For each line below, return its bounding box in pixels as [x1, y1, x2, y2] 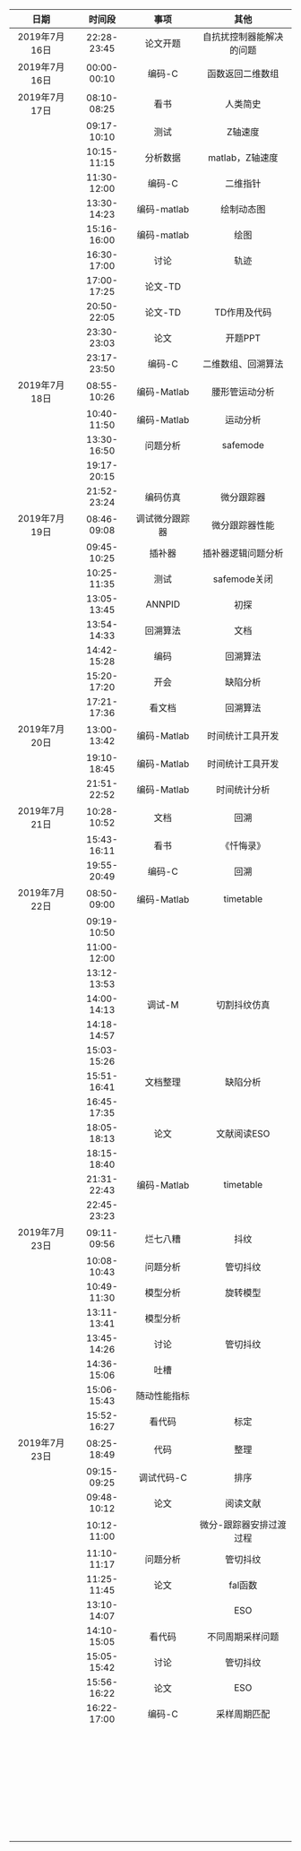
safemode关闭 [212, 573, 273, 585]
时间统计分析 [216, 783, 271, 796]
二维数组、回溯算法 [202, 358, 284, 370]
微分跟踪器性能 [211, 519, 275, 532]
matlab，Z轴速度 [207, 151, 279, 164]
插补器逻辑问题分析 [202, 547, 284, 559]
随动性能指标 [135, 1389, 191, 1402]
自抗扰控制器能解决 [202, 30, 284, 43]
